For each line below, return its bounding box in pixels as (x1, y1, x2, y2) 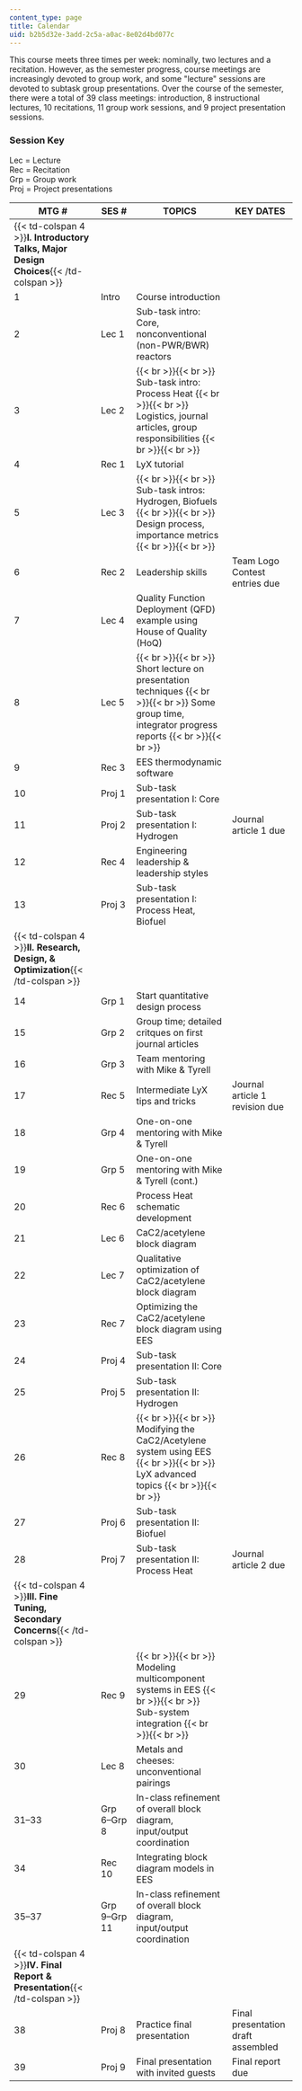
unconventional (136, 1765, 202, 1777)
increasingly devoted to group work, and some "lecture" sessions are (9, 74, 266, 84)
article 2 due (232, 1558, 286, 1571)
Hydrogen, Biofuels (136, 495, 218, 508)
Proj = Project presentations (9, 183, 113, 194)
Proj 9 (100, 2060, 126, 2073)
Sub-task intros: (136, 483, 206, 496)
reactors (136, 350, 173, 362)
